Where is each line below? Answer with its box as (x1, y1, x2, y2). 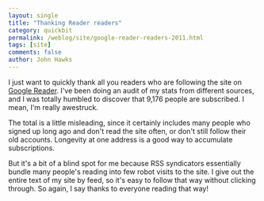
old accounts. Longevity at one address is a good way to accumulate (8, 135, 233, 144)
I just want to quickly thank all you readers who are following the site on (8, 77, 243, 87)
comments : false (8, 48, 62, 56)
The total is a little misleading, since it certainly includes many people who (8, 118, 251, 127)
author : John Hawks (8, 56, 73, 64)
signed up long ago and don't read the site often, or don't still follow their (8, 126, 247, 135)
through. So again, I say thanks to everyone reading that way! (8, 184, 209, 193)
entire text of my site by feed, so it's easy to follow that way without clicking (8, 175, 256, 184)
